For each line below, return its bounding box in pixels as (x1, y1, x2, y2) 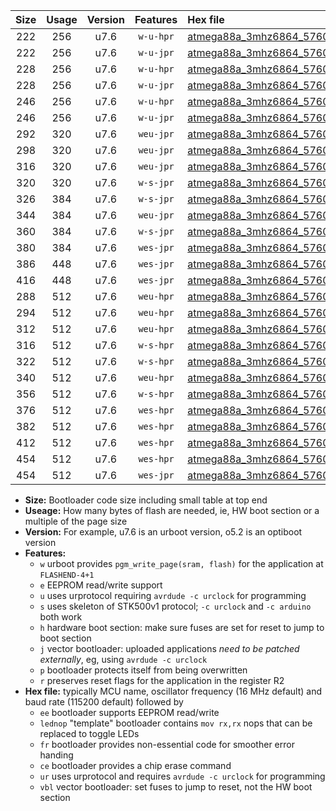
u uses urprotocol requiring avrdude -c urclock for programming (39, 590, 307, 601)
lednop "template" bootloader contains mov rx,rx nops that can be (39, 717, 313, 729)
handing (39, 749, 74, 761)
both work (39, 611, 83, 623)
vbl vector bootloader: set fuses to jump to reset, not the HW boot (39, 781, 313, 793)
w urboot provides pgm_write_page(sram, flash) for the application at (39, 558, 324, 569)
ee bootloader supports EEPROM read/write (39, 707, 220, 718)
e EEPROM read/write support (39, 579, 163, 591)
